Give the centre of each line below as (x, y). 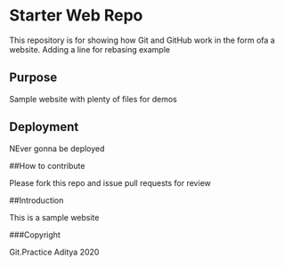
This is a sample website (54, 217)
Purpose (33, 78)
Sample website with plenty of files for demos (93, 99)
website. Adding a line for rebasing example (90, 49)
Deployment (44, 127)
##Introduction (37, 200)
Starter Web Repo (76, 16)
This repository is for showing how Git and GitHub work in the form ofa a (142, 40)
